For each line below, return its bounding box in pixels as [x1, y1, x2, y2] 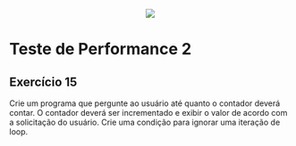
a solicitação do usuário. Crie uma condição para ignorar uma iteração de [9, 117, 281, 127]
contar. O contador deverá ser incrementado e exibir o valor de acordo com [9, 108, 288, 118]
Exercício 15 [9, 74, 78, 89]
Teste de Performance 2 [9, 39, 192, 60]
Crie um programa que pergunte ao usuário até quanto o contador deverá [9, 98, 281, 109]
